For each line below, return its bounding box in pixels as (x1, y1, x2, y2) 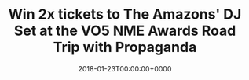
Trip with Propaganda (53, 39, 197, 56)
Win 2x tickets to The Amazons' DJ (8, 5, 242, 23)
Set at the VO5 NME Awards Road (13, 22, 236, 40)
